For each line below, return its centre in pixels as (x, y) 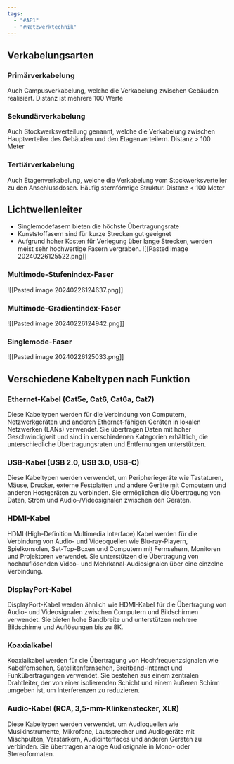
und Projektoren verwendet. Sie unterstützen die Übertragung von (103, 556)
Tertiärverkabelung (41, 164)
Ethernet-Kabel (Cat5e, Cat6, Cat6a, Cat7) (81, 399)
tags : (15, 14)
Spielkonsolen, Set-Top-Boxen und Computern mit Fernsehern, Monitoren (114, 548)
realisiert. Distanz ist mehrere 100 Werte (65, 98)
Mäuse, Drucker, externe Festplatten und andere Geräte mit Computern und (117, 485)
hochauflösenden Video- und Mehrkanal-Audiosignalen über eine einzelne (115, 564)
